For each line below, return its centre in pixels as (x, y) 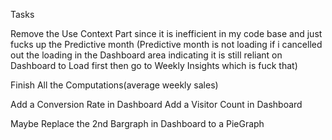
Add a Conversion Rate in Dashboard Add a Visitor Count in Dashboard (156, 104)
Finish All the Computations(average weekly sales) (114, 85)
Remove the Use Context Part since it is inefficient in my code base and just (166, 33)
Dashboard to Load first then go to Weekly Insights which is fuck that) (154, 65)
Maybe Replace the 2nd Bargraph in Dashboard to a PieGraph (137, 123)
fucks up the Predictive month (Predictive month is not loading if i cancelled (166, 44)
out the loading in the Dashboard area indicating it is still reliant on (146, 55)
